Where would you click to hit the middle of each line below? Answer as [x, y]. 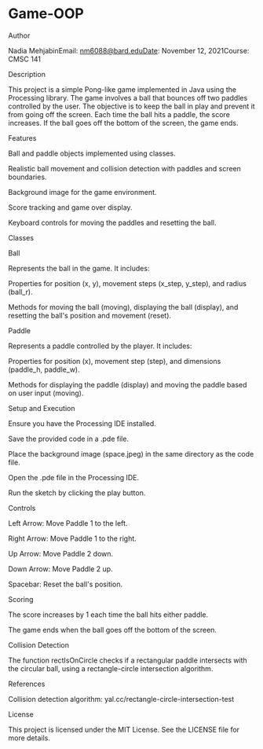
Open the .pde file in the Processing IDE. [74, 477]
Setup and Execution [42, 408]
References [27, 684]
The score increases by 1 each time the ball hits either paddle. [108, 615]
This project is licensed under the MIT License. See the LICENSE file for [124, 729]
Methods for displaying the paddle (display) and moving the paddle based [128, 384]
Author [19, 35]
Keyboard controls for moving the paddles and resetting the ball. [113, 222]
